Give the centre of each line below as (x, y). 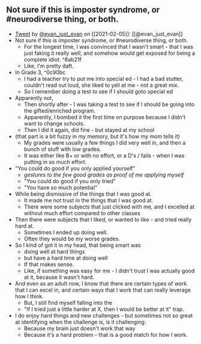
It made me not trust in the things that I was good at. (88, 200)
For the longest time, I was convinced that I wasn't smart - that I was (109, 46)
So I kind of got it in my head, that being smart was (78, 245)
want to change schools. (54, 124)
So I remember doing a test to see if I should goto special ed (98, 91)
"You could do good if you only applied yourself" (75, 168)
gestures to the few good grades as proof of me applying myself (104, 175)
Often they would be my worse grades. (72, 239)
